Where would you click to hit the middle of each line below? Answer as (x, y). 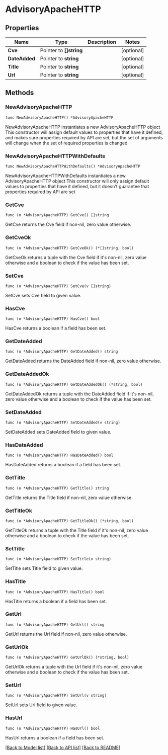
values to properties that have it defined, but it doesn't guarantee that (77, 186)
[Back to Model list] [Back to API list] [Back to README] (63, 747)
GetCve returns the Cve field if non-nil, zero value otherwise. (68, 224)
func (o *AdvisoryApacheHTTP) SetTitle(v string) (58, 559)
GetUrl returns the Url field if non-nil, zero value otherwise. (66, 634)
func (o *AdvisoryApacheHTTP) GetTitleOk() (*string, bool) (70, 521)
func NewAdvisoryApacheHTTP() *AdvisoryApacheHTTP (59, 117)
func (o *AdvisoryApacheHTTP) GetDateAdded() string (62, 352)
